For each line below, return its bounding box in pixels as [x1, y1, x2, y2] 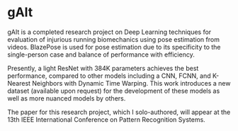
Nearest [7, 79, 30, 87]
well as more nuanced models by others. [7, 93, 126, 103]
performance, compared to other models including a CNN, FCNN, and [7, 72, 211, 80]
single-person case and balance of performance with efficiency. [7, 50, 195, 59]
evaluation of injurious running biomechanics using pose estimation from [7, 35, 220, 43]
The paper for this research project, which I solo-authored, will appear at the [7, 108, 231, 116]
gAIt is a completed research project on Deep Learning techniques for [7, 28, 212, 36]
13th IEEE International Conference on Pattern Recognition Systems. [7, 115, 205, 124]
